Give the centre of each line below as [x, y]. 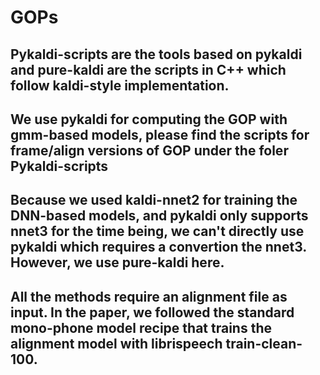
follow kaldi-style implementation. [120, 85]
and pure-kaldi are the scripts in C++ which [148, 69]
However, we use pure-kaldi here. [117, 262]
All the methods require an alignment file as [149, 296]
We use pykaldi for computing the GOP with [149, 119]
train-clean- [264, 343]
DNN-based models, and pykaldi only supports [159, 216]
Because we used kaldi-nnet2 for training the [154, 200]
